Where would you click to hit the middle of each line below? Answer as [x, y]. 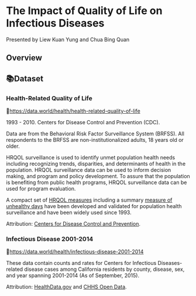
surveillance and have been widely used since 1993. [69, 213]
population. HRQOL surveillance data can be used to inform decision [89, 170]
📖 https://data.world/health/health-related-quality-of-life [73, 111]
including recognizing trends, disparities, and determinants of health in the [96, 164]
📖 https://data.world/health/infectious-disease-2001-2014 [75, 252]
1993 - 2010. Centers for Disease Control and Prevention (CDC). [83, 123]
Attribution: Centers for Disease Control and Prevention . [73, 224]
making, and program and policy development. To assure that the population [98, 176]
